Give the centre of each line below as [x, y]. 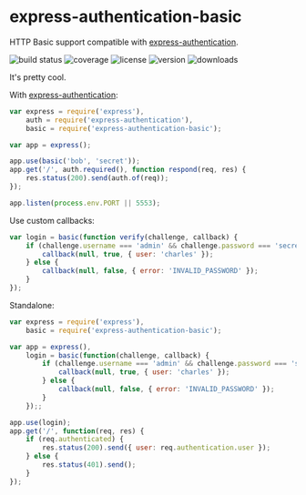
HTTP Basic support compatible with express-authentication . [124, 42]
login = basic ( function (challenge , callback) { [117, 355]
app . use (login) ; [40, 422]
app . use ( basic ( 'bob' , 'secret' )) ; [75, 161]
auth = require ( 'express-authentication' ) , [110, 120]
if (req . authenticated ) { [75, 439]
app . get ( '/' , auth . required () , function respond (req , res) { [128, 170]
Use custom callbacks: [52, 220]
